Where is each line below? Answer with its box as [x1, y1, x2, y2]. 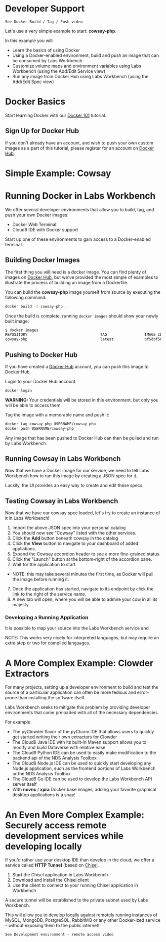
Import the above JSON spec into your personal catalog [12, 525, 126, 531]
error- [137, 689, 149, 695]
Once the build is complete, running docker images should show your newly [5, 313, 159, 319]
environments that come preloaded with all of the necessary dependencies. [5, 710, 159, 716]
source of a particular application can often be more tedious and [5, 689, 136, 695]
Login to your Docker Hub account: [5, 378, 77, 384]
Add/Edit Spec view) [12, 79, 54, 85]
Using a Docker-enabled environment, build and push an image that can [12, 52, 159, 58]
